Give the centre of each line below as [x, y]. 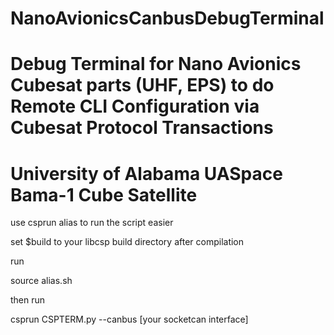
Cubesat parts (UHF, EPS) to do [142, 85]
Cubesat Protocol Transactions [142, 128]
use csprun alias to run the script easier [92, 223]
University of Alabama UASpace [146, 173]
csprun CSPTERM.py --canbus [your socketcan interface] [129, 319]
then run [28, 300]
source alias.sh [41, 281]
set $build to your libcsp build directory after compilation [127, 242]
